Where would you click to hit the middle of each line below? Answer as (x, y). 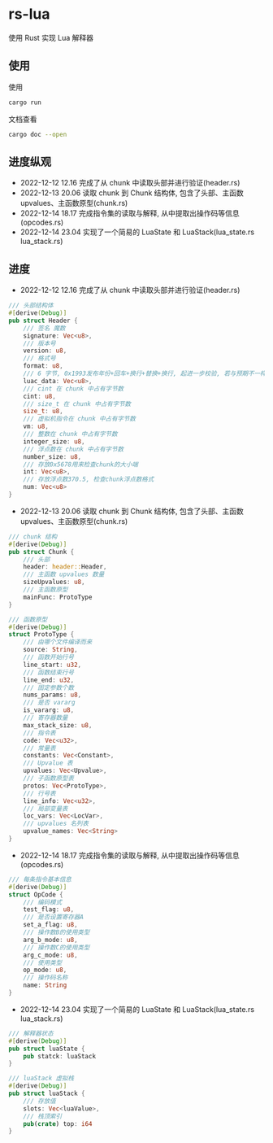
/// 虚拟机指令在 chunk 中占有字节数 (80, 419)
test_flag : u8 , (49, 910)
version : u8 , (45, 351)
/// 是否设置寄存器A (53, 917)
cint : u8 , (40, 396)
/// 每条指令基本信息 (40, 879)
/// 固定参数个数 (49, 687)
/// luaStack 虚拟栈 (41, 1079)
